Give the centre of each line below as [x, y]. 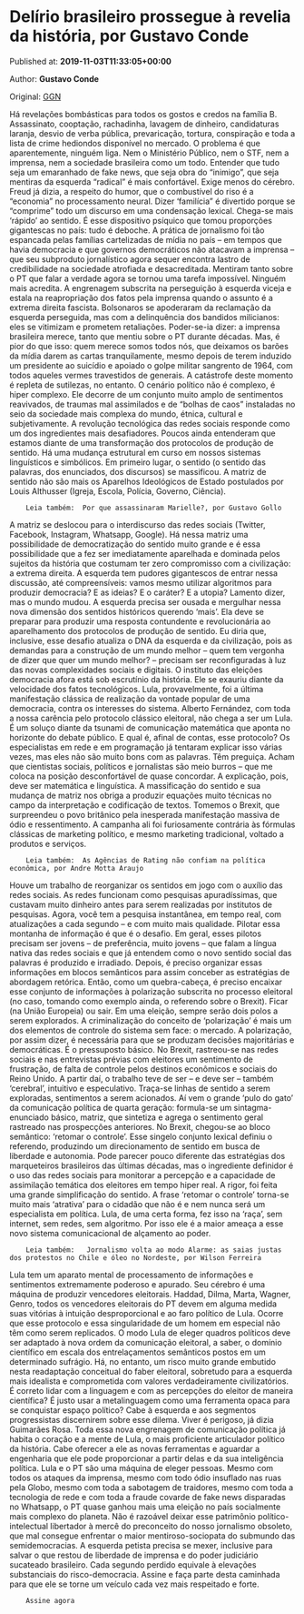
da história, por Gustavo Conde [129, 36]
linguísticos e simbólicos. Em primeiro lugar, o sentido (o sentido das [137, 462]
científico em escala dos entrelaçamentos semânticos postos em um [137, 1352]
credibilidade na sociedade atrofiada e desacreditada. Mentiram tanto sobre [151, 268]
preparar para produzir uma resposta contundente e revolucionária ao [140, 621]
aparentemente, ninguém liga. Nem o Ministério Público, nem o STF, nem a [149, 153]
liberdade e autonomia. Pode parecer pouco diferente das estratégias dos [147, 1155]
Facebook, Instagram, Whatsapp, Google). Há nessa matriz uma [129, 534]
